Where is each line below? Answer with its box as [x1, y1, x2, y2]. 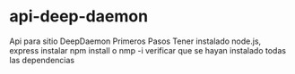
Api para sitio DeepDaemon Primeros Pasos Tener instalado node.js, [9, 36, 262, 46]
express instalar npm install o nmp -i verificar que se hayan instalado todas [9, 45, 287, 55]
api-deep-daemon [9, 6, 149, 27]
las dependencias [9, 54, 74, 65]
